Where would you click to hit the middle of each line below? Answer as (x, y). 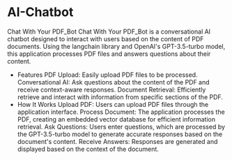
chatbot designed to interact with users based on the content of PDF (106, 38)
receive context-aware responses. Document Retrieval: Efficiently (111, 89)
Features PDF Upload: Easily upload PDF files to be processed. (107, 75)
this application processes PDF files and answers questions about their (109, 54)
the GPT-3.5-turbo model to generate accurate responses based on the (120, 134)
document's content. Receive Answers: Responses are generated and (117, 141)
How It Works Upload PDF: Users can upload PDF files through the (113, 104)
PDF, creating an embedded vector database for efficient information (116, 119)
